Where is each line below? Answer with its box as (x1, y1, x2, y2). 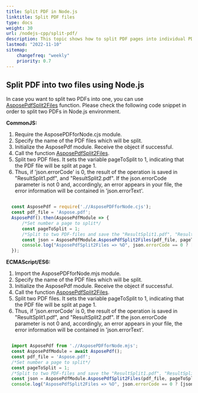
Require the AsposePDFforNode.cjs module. (14, 131, 123, 138)
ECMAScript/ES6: (6, 258, 51, 266)
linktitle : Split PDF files (6, 14, 75, 20)
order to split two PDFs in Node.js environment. (6, 108, 121, 115)
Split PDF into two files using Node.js (6, 80, 144, 90)
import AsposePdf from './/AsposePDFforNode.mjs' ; (11, 343, 138, 349)
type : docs (6, 19, 33, 25)
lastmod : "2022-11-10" (6, 42, 62, 48)
